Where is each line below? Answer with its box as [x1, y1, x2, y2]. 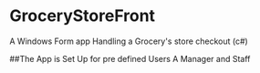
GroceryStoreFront [9, 5, 156, 26]
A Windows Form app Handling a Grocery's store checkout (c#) [9, 36, 248, 47]
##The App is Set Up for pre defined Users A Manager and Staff [9, 53, 251, 64]
